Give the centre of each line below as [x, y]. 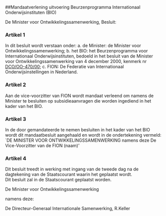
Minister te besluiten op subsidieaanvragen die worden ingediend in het [78, 101]
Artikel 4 [16, 158]
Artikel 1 [15, 35]
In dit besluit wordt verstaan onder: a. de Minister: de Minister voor [73, 46]
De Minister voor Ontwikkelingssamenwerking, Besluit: [61, 22]
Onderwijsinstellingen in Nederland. [42, 72]
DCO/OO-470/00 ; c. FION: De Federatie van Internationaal [64, 67]
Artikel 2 [16, 85]
